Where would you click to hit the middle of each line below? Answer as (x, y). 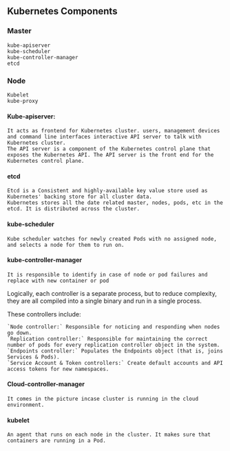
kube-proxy (23, 101)
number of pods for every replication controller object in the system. (114, 345)
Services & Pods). (33, 357)
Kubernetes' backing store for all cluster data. (80, 197)
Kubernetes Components (62, 11)
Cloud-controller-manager (46, 384)
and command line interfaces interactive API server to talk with (104, 137)
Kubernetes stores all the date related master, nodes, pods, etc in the (115, 203)
